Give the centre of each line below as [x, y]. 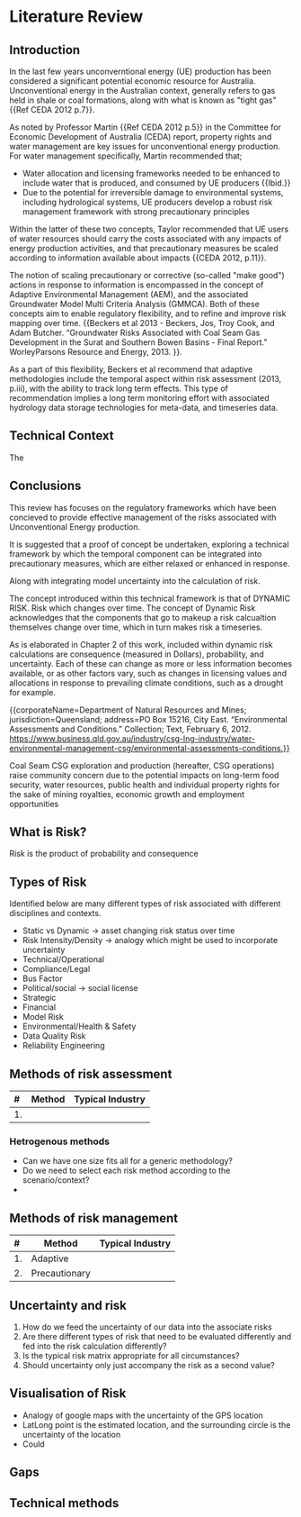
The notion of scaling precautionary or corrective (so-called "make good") [147, 275]
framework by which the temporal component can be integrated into [136, 554]
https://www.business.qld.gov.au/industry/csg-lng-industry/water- [133, 738]
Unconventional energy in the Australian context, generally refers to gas [142, 91]
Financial [39, 1007]
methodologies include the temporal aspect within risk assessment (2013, [146, 379]
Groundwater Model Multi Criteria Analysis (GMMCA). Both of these [135, 304]
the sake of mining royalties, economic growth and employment [127, 794]
